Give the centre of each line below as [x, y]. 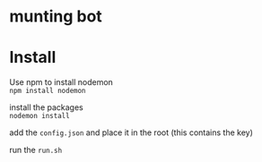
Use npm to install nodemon [61, 82]
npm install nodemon [48, 91]
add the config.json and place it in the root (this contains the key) [131, 132]
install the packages [46, 107]
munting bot [56, 17]
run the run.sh [36, 150]
